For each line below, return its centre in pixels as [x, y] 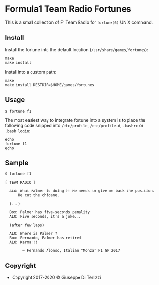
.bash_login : [18, 131]
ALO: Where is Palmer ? [33, 234]
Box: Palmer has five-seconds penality [50, 212]
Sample [17, 162]
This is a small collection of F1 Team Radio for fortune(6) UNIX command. [79, 22]
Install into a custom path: [31, 72]
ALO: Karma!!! [24, 242]
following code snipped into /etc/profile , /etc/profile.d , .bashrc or [74, 125]
